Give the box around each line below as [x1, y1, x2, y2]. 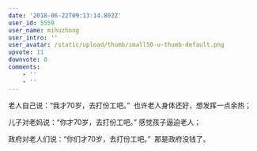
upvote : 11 [8, 48, 44, 56]
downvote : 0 [8, 56, 47, 64]
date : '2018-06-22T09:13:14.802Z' [8, 11, 123, 20]
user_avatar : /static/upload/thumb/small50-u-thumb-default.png [8, 41, 225, 49]
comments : [8, 63, 41, 71]
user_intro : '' [8, 33, 59, 42]
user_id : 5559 [8, 19, 55, 27]
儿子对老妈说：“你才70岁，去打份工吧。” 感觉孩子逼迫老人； [8, 117, 202, 126]
